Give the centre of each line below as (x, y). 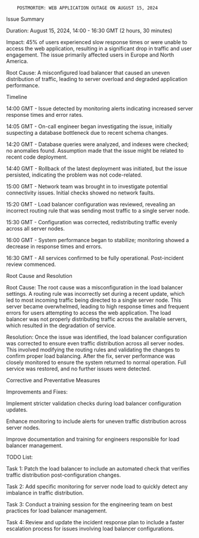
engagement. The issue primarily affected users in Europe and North (90, 55)
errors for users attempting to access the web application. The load (89, 313)
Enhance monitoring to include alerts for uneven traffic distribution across (97, 421)
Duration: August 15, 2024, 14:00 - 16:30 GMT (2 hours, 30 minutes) (89, 30)
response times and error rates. (45, 115)
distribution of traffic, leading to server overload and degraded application (97, 79)
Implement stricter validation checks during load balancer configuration (94, 403)
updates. (17, 410)
